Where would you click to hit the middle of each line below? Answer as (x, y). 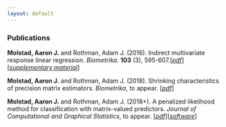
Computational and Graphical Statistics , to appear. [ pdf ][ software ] (102, 116)
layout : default (30, 13)
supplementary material (44, 67)
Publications (29, 37)
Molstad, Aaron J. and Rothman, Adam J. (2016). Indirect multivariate (106, 52)
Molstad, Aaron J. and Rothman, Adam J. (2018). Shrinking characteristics (113, 81)
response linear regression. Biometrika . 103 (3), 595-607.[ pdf (95, 60)
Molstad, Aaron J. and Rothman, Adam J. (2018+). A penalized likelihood (111, 101)
